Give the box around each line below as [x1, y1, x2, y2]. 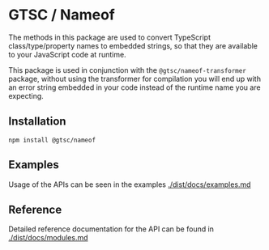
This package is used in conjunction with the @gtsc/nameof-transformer [8, 65, 247, 74]
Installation [8, 115, 66, 129]
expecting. [8, 91, 45, 100]
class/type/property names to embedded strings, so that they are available [8, 40, 258, 50]
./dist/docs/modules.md [8, 233, 88, 243]
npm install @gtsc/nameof [8, 136, 96, 144]
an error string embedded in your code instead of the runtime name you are [8, 83, 261, 92]
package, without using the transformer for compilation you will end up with [8, 74, 262, 83]
